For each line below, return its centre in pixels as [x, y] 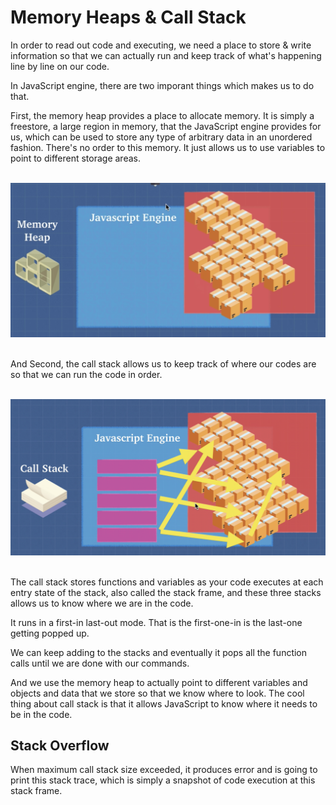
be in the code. [41, 714]
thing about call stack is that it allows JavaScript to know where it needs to [164, 703]
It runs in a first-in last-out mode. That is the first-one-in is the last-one [156, 622]
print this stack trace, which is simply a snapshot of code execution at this [163, 780]
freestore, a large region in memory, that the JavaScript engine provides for [166, 126]
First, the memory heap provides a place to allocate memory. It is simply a [162, 115]
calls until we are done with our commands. [100, 663]
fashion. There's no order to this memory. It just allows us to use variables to [168, 147]
